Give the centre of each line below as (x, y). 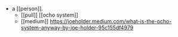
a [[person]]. (27, 9)
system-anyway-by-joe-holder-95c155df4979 (77, 27)
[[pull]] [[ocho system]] (50, 15)
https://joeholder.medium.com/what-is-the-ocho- (111, 21)
